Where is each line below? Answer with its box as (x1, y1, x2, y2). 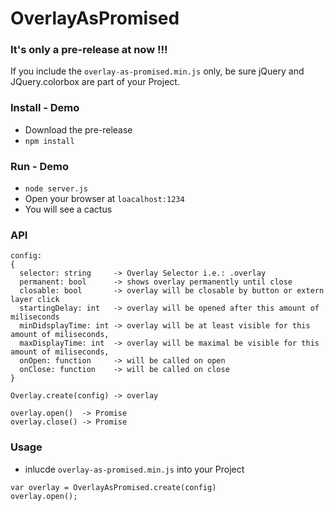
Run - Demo (10, 159, 70, 173)
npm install (24, 136, 75, 146)
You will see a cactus (24, 203, 113, 216)
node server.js (24, 184, 89, 194)
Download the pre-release (24, 123, 133, 136)
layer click (10, 295, 60, 305)
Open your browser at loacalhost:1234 (24, 193, 185, 205)
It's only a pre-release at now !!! (10, 43, 168, 57)
